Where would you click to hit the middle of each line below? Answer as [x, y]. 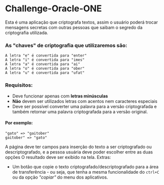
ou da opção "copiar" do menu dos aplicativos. [60, 177]
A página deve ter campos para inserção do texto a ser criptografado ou [78, 147]
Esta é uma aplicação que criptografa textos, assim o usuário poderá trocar [82, 22]
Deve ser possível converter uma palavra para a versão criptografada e [84, 106]
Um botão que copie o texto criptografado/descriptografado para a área [85, 167]
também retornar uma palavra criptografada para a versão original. [80, 112]
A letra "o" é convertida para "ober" [45, 69]
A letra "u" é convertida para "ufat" [45, 73]
